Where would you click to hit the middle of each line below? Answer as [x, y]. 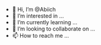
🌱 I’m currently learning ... [45, 22]
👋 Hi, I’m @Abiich [34, 9]
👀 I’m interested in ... [38, 16]
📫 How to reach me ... [40, 36]
